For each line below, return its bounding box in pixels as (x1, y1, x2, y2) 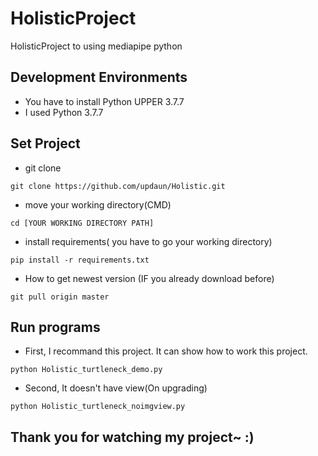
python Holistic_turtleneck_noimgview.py (10, 402, 186, 412)
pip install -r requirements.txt (10, 255, 150, 265)
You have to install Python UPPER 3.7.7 (24, 95, 185, 107)
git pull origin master (10, 292, 110, 302)
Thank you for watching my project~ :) (10, 428, 255, 446)
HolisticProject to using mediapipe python (10, 40, 183, 52)
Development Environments (10, 69, 188, 86)
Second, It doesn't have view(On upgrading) (24, 382, 208, 394)
